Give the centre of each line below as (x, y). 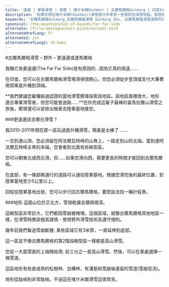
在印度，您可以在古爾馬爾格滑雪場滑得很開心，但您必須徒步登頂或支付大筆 (82, 79)
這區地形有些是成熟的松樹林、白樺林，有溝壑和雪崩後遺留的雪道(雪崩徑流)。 (84, 268)
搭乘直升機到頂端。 (29, 85)
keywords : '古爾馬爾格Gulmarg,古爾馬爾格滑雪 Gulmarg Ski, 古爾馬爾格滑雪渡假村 (83, 19)
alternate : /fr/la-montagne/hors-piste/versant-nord (62, 29)
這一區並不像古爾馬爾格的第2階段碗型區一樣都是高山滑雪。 (66, 241)
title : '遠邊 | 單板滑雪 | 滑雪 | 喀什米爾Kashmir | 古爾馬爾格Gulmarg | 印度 (82, 10)
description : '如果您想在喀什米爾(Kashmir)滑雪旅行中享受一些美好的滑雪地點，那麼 (83, 15)
